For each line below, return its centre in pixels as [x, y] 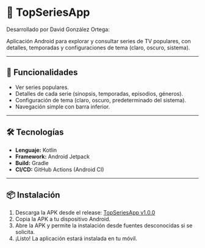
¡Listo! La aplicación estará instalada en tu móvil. [76, 239]
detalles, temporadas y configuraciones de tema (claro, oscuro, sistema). [98, 48]
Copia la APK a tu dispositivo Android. [63, 219]
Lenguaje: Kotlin [36, 150]
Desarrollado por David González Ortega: [58, 29]
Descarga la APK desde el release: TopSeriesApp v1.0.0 [85, 213]
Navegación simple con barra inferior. [63, 107]
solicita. [25, 232]
